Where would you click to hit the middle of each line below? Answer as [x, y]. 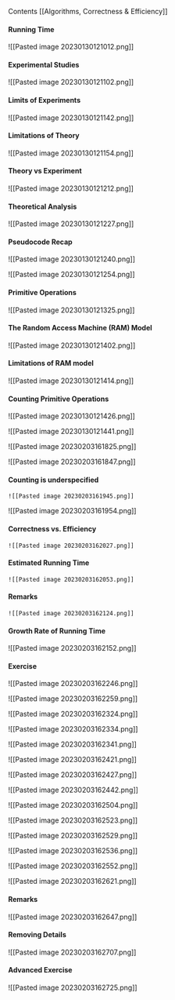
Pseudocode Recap [40, 242]
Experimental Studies [44, 64]
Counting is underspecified [54, 480]
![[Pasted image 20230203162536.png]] [73, 851]
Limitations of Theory [44, 136]
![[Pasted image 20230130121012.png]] [71, 47]
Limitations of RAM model [51, 363]
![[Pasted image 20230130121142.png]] [71, 118]
